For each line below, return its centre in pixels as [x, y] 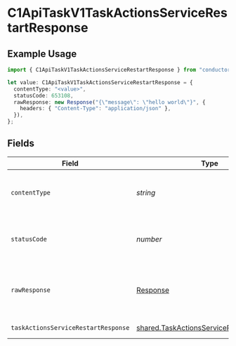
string [146, 192]
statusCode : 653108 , [44, 95]
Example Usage [42, 54]
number [150, 239]
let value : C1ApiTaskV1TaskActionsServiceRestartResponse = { [100, 82]
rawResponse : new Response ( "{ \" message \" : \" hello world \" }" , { [110, 102]
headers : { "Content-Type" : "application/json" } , [96, 109]
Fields [21, 144]
